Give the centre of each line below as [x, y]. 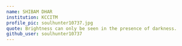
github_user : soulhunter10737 [44, 34]
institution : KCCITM [32, 17]
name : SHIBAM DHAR [29, 12]
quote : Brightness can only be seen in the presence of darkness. [92, 28]
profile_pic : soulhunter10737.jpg [50, 23]
